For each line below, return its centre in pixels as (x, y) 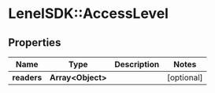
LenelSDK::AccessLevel (89, 14)
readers (27, 77)
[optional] (185, 77)
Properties (35, 43)
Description (137, 64)
